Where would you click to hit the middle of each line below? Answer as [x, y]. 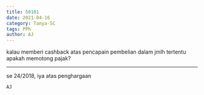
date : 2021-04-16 [28, 18]
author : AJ [20, 35]
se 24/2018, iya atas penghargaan [49, 76]
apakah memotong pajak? [39, 58]
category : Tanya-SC [31, 23]
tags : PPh [19, 29]
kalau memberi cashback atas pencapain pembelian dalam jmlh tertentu [96, 52]
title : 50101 [23, 12]
